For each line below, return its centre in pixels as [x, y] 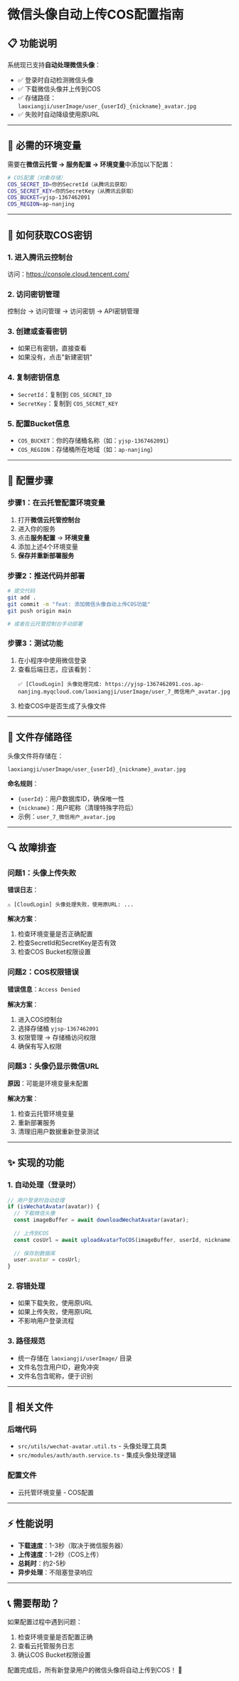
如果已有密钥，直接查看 [52, 348]
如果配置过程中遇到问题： [45, 1622]
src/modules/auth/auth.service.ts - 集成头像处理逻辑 [97, 1455]
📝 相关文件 [30, 1407]
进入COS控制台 [40, 1019]
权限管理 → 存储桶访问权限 [57, 1037]
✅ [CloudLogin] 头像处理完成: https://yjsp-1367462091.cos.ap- [111, 684]
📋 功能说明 [32, 43]
